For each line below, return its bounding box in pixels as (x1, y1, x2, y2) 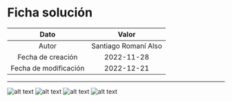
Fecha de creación (17, 52, 78, 62)
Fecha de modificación (10, 63, 85, 73)
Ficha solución (7, 5, 93, 21)
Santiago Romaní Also (90, 41, 162, 51)
